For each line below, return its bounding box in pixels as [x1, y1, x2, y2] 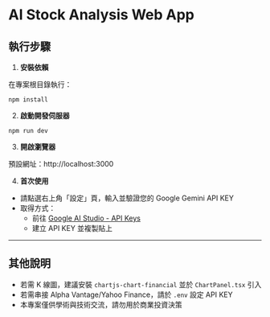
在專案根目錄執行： [8, 80, 72, 89]
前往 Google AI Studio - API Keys [31, 213, 141, 223]
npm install [8, 96, 48, 104]
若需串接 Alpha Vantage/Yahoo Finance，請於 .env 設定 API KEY [19, 290, 233, 299]
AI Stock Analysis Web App [8, 6, 194, 24]
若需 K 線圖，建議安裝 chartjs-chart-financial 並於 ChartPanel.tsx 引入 [19, 279, 262, 289]
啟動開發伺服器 [19, 111, 70, 120]
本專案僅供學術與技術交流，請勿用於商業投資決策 [19, 299, 182, 309]
